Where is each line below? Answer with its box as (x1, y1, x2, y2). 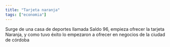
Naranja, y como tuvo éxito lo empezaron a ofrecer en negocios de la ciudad (5, 31, 165, 37)
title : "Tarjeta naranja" (5, 7, 60, 13)
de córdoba (5, 36, 29, 43)
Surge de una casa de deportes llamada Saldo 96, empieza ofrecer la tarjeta (5, 26, 165, 32)
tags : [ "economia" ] (5, 12, 47, 17)
